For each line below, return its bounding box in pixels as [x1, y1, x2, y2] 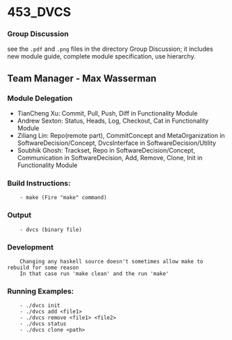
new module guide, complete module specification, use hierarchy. [7, 52, 196, 61]
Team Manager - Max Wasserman [7, 72, 157, 84]
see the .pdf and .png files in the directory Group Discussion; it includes [7, 45, 213, 53]
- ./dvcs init [19, 302, 60, 309]
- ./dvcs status [19, 320, 67, 327]
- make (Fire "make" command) [19, 194, 108, 201]
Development [7, 242, 54, 252]
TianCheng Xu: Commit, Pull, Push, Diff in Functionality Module [17, 109, 198, 118]
